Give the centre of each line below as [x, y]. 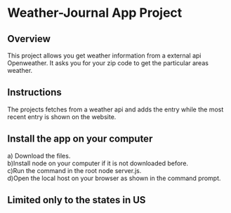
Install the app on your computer [80, 139]
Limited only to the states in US [77, 200]
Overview [29, 39]
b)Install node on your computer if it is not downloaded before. [98, 163]
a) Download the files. [39, 156]
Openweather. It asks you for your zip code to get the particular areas [108, 63]
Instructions [34, 92]
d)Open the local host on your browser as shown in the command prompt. [114, 178]
